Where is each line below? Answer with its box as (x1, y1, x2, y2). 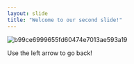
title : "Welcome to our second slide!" (7, 17, 123, 23)
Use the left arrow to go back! (7, 49, 92, 57)
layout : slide (7, 10, 49, 17)
